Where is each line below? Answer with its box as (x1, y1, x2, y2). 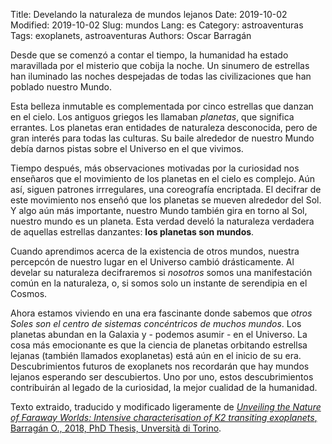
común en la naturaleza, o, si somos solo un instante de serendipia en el (10, 277, 308, 289)
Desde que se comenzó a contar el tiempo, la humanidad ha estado (10, 49, 289, 61)
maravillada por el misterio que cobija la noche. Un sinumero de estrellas (10, 60, 310, 71)
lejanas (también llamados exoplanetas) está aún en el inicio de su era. (10, 350, 302, 361)
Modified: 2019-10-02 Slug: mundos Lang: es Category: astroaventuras (10, 19, 304, 31)
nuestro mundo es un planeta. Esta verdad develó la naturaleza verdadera (10, 215, 315, 227)
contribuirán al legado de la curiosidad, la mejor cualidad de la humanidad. (10, 382, 318, 393)
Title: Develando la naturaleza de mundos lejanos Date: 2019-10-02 (10, 9, 288, 20)
